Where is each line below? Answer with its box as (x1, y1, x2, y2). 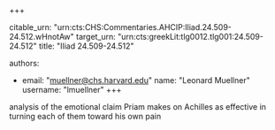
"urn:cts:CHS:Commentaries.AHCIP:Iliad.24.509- (53, 22, 233, 32)
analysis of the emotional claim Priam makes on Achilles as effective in (9, 102, 267, 111)
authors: (9, 58, 40, 68)
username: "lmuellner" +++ (21, 85, 122, 95)
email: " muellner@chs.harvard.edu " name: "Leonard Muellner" (21, 75, 250, 85)
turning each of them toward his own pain (9, 111, 162, 121)
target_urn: (76, 32, 117, 42)
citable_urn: (9, 22, 52, 32)
